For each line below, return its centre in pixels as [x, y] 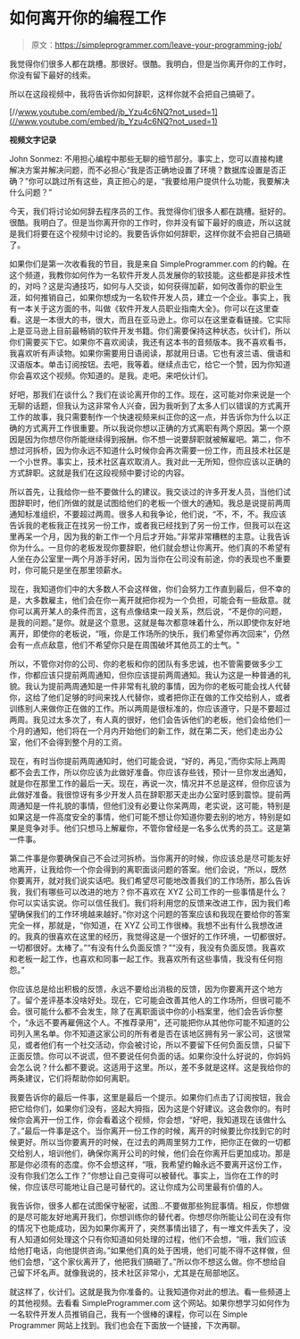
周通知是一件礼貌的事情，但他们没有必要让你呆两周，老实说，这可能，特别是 [150, 805]
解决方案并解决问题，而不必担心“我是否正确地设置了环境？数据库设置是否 [144, 170]
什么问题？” [31, 192]
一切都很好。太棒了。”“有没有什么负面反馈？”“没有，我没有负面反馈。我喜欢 [147, 947]
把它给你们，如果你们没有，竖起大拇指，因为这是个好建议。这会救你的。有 [146, 1108]
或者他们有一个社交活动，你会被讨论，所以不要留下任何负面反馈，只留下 [158, 1044]
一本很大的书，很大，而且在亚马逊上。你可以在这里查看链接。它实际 [165, 319]
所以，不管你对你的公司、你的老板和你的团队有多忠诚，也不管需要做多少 [142, 663]
